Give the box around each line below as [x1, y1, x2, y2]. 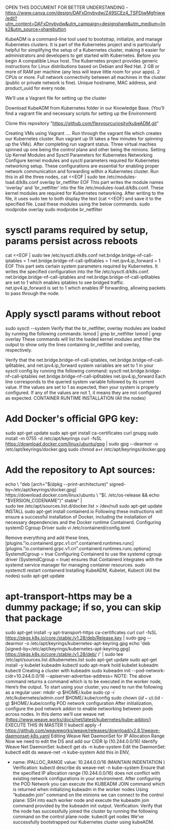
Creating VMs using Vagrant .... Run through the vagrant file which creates [5, 130, 162, 136]
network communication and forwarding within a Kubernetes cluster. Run [5, 169, 159, 174]
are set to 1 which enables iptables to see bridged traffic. [5, 279, 125, 285]
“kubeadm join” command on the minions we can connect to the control [12, 792, 164, 798]
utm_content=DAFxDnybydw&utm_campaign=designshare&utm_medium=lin [5, 20, 166, 27]
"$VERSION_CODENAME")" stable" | [5, 497, 83, 504]
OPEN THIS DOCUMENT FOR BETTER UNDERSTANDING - [5, 5, 129, 10]
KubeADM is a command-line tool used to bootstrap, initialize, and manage [5, 36, 162, 42]
